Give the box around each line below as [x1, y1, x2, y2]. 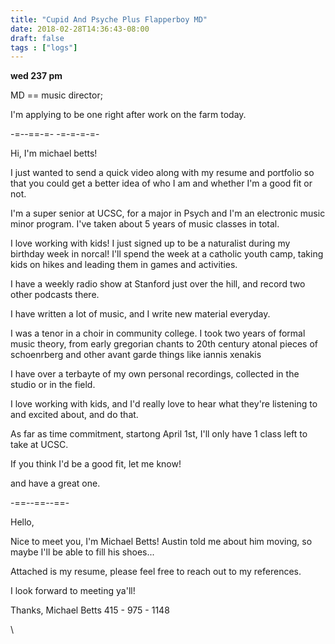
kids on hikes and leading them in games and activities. [10, 259, 238, 271]
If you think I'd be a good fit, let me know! [10, 458, 182, 470]
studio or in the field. [10, 379, 96, 391]
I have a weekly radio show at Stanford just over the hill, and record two [10, 278, 306, 290]
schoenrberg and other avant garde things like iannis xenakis [10, 349, 262, 361]
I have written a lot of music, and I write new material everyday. [10, 308, 271, 320]
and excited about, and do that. [10, 409, 139, 421]
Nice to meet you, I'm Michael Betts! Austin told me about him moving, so [10, 536, 313, 548]
